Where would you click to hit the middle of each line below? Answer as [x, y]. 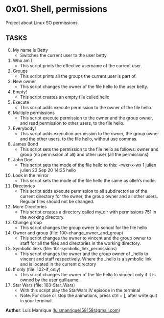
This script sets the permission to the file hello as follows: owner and [89, 149]
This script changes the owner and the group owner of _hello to [84, 254]
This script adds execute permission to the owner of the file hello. [86, 107]
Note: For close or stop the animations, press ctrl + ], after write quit [88, 295]
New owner [24, 81]
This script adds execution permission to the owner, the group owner [90, 133]
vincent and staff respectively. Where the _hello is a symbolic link [86, 259]
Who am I [22, 60]
